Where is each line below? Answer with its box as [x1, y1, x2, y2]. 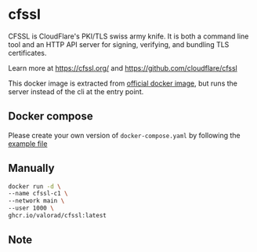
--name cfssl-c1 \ [8, 190, 68, 198]
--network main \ [8, 197, 65, 205]
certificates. [8, 48, 47, 57]
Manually [8, 162, 55, 175]
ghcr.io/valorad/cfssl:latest [8, 212, 107, 220]
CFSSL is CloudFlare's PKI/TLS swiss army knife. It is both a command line [8, 31, 249, 41]
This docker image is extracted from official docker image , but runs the [8, 79, 237, 88]
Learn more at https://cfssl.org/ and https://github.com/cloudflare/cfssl [8, 63, 237, 72]
